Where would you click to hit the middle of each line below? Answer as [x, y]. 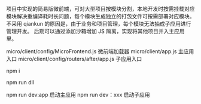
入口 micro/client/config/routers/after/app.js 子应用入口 [74, 59]
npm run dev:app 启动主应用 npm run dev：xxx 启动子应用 [78, 95]
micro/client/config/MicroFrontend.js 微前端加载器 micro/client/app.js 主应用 [100, 51]
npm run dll [20, 82]
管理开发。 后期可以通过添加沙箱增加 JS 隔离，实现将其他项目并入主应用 [95, 31]
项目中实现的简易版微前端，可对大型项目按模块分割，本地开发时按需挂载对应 [100, 9]
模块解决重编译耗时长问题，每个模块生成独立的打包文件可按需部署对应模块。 [100, 16]
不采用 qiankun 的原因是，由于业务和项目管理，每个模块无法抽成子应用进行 [99, 24]
